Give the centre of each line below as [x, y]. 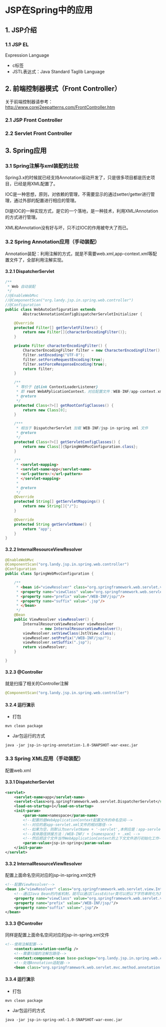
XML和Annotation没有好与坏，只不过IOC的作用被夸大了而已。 [68, 228]
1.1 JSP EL [17, 44]
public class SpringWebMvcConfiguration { [49, 574]
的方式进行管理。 [22, 217]
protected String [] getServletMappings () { [60, 502]
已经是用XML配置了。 [36, 184]
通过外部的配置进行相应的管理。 [46, 201]
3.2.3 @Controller [24, 672]
